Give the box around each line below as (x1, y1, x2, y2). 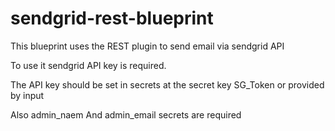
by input (10, 89, 45, 101)
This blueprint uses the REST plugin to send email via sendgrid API (10, 40, 285, 52)
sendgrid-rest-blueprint (10, 7, 214, 30)
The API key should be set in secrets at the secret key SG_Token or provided (10, 78, 325, 91)
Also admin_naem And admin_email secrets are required (10, 108, 242, 121)
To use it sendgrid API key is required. (10, 59, 167, 71)
